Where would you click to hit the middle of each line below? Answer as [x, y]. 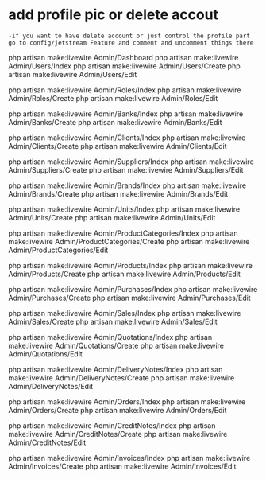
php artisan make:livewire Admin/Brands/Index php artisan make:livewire [127, 185]
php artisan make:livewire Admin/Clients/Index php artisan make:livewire [127, 138]
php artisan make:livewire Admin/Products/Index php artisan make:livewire [130, 265]
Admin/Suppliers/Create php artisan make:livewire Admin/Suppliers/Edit [126, 169]
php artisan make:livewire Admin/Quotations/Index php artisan [110, 337]
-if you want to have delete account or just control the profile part [129, 36]
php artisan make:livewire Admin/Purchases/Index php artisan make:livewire [133, 289]
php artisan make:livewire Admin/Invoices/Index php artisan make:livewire [129, 458]
